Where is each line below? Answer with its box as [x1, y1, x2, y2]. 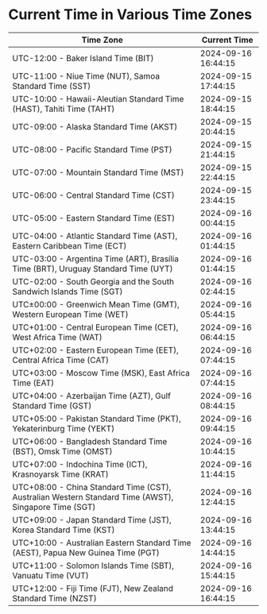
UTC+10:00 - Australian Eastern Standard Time [12, 537, 192, 548]
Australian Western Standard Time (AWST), [12, 491, 174, 502]
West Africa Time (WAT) [12, 331, 103, 342]
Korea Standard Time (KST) [12, 524, 115, 535]
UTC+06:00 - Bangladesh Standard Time [12, 435, 168, 446]
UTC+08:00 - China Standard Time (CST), [12, 481, 172, 492]
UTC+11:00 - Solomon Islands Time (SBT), [12, 560, 175, 571]
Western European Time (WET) [12, 308, 129, 319]
